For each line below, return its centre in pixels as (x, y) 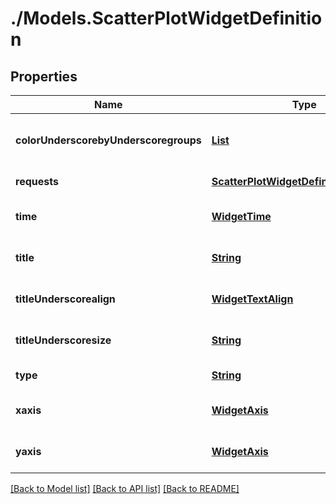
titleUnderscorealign (65, 299)
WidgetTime (241, 216)
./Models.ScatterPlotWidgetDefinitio (166, 18)
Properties (44, 76)
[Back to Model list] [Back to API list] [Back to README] (125, 488)
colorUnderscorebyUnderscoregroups (108, 140)
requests (37, 181)
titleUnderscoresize (63, 340)
